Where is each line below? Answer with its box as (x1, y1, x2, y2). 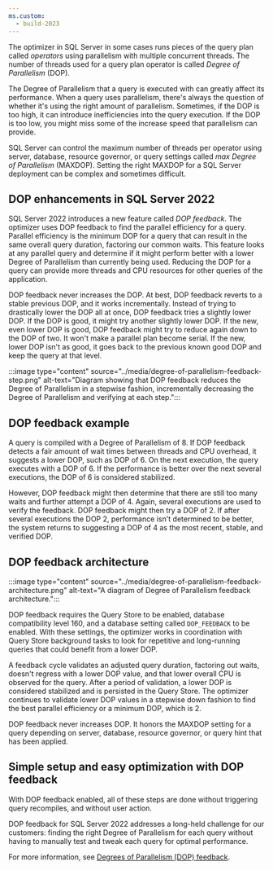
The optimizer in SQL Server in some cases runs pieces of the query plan (8, 42, 253, 51)
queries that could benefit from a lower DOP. (8, 644, 158, 654)
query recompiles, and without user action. (8, 803, 153, 813)
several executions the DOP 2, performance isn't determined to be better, (8, 514, 254, 524)
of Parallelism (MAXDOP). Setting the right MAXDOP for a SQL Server (8, 160, 242, 169)
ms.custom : (8, 11, 45, 20)
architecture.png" (8, 585, 67, 595)
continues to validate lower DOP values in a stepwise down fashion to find (8, 694, 256, 705)
